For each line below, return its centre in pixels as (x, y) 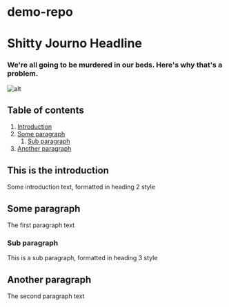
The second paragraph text (46, 296)
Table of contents (46, 110)
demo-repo (40, 12)
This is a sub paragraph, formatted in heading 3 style (82, 258)
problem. (23, 74)
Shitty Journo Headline (75, 44)
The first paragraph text (41, 225)
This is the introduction (58, 170)
